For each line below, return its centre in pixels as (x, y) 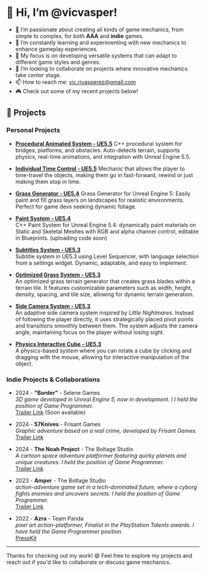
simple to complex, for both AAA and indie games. (79, 36)
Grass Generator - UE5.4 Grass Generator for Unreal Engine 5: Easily (103, 193)
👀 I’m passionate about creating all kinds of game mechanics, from (99, 29)
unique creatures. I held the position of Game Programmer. (90, 462)
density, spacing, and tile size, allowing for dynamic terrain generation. (105, 294)
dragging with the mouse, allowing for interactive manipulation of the (102, 357)
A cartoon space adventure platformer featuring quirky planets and (101, 456)
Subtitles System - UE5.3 (48, 250)
